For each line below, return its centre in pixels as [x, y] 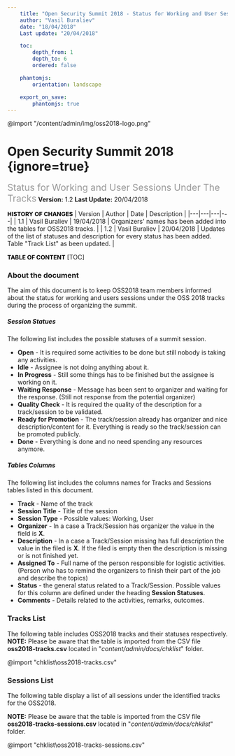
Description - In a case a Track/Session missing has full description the [121, 541]
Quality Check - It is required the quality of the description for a [109, 405]
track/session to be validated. [60, 412]
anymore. [31, 449]
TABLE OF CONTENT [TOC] [46, 257]
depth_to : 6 [50, 59]
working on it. [37, 383]
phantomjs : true [56, 104]
